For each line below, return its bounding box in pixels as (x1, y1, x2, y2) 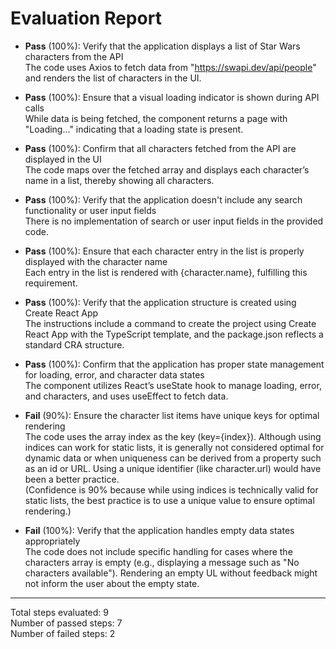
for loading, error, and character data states (24, 368, 205, 381)
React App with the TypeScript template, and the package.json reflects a (24, 328, 324, 340)
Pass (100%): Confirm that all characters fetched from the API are (24, 142, 297, 154)
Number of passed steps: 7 (10, 617, 123, 629)
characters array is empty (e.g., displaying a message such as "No (24, 556, 300, 568)
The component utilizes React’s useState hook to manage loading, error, (24, 379, 322, 391)
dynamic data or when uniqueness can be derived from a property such (24, 452, 322, 464)
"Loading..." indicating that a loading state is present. (24, 123, 244, 135)
